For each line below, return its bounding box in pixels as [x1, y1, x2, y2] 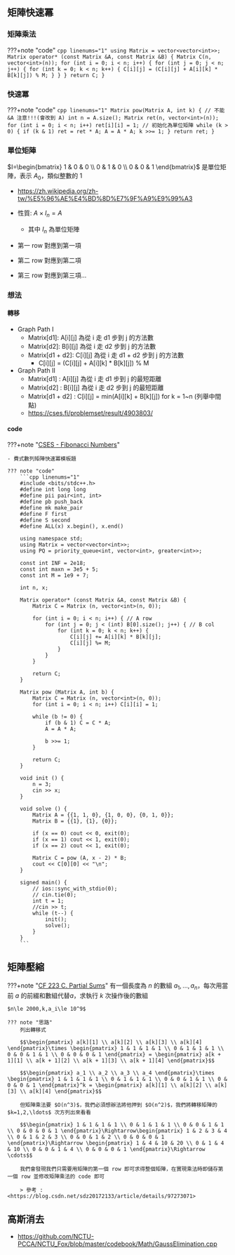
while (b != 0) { [32, 713, 83, 720]
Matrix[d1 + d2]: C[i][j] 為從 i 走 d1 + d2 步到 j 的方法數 [27, 350, 184, 359]
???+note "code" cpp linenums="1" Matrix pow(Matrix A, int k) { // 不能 [7, 105, 225, 114]
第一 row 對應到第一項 [17, 241, 82, 249]
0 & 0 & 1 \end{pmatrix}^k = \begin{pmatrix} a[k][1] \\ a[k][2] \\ [7, 1082, 212, 1089]
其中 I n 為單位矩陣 [27, 225, 80, 235]
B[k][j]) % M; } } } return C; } [7, 72, 105, 79]
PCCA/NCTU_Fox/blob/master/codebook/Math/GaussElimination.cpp [17, 1240, 217, 1248]
